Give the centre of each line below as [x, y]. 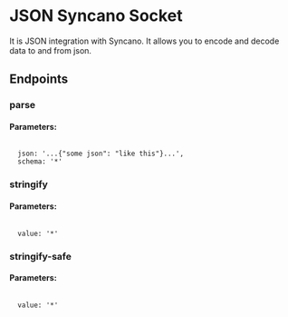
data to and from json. [51, 50]
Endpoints [39, 79]
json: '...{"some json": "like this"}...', [101, 154]
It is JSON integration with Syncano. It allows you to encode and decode [144, 41]
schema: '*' [40, 162]
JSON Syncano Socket [96, 16]
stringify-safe [41, 256]
